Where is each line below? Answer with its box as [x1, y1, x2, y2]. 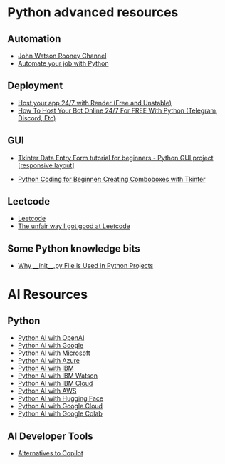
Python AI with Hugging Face [17, 394, 104, 403]
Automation [7, 33, 61, 45]
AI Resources [7, 287, 88, 303]
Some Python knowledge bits [7, 242, 140, 254]
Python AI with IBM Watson [17, 371, 98, 380]
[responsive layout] [17, 161, 75, 170]
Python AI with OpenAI [17, 334, 85, 342]
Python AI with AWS [17, 386, 77, 396]
